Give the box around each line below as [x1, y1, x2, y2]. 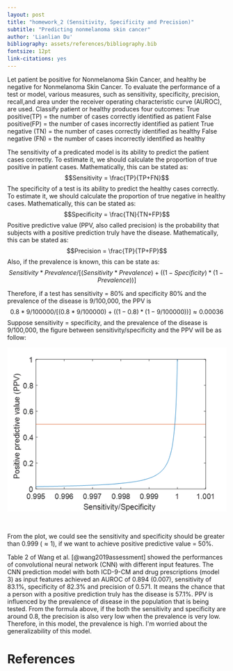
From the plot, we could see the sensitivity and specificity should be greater [7, 532, 225, 540]
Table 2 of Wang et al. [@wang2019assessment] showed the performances [7, 553, 223, 561]
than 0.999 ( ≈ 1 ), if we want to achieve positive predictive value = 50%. [7, 539, 214, 548]
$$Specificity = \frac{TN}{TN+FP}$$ [63, 210, 170, 219]
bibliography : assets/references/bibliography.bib [7, 40, 157, 48]
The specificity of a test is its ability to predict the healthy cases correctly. [7, 184, 219, 193]
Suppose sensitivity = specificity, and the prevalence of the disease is [7, 318, 208, 326]
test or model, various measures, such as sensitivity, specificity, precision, [7, 90, 220, 98]
